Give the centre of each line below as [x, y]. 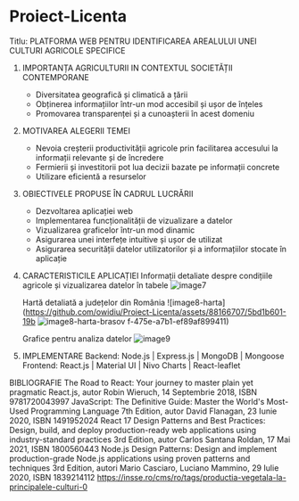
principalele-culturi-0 [48, 487]
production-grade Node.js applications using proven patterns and [130, 458]
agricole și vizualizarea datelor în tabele [95, 285]
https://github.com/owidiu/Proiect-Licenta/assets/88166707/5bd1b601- [156, 312]
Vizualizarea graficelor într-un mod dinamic [115, 230]
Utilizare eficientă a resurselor [91, 177]
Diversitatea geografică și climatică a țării [112, 94]
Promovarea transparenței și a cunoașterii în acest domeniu [145, 113]
